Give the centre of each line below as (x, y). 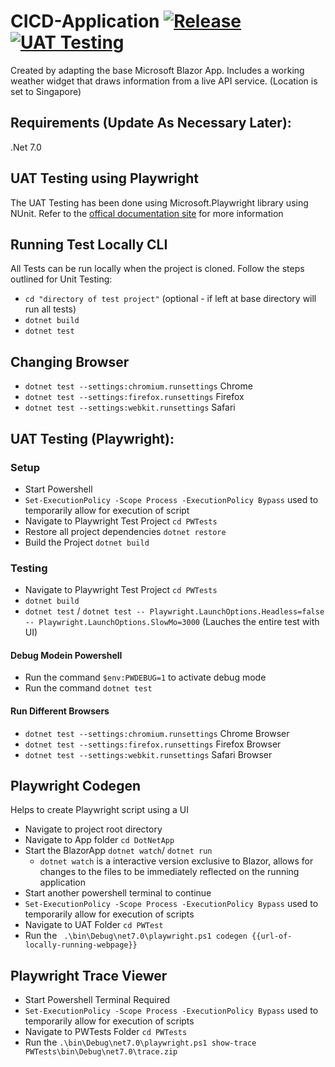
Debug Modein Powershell (66, 655)
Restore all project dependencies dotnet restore (125, 531)
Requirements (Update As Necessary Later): (151, 123)
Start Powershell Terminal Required (97, 1000)
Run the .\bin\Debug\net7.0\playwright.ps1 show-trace (140, 1042)
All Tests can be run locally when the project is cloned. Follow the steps (157, 269)
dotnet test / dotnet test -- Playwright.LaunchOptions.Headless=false (174, 611)
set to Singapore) (46, 91)
